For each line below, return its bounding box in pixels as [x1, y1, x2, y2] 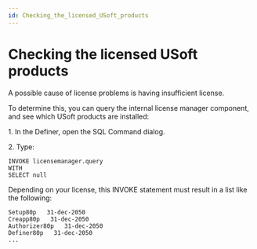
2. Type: [8, 142, 35, 152]
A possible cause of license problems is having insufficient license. [8, 88, 225, 97]
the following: [8, 193, 52, 203]
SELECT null [8, 170, 47, 179]
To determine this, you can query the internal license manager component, [8, 103, 249, 112]
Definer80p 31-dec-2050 [8, 229, 92, 236]
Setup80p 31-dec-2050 [8, 208, 86, 216]
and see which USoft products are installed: [8, 112, 150, 121]
